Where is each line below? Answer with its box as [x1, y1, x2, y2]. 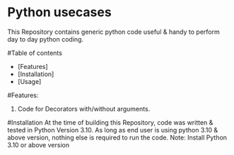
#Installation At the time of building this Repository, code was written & [7, 118, 213, 127]
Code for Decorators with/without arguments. [17, 104, 151, 113]
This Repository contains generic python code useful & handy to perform [7, 27, 221, 36]
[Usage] [17, 77, 42, 85]
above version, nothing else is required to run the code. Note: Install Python [7, 133, 228, 142]
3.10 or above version [7, 140, 69, 149]
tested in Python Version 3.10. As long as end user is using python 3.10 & [7, 125, 218, 134]
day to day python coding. [7, 35, 83, 43]
